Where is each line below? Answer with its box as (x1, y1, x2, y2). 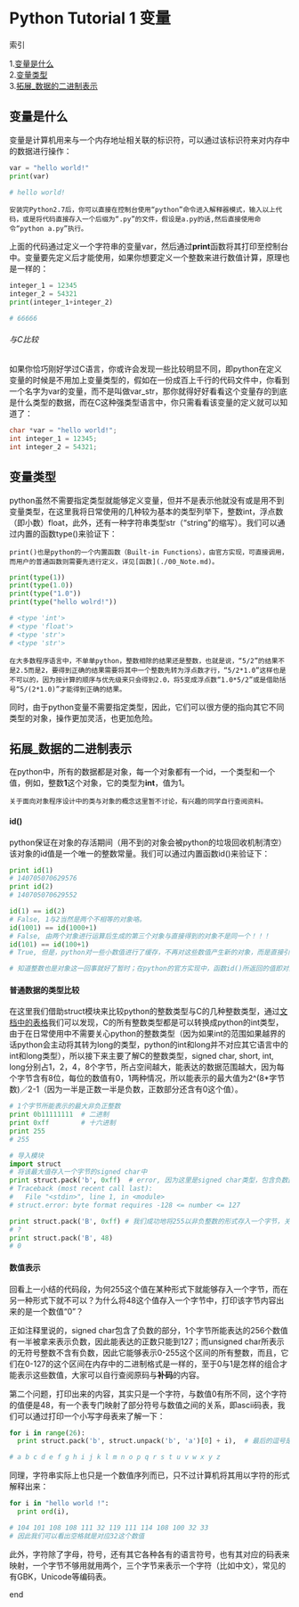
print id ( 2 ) (9, 882, 53, 891)
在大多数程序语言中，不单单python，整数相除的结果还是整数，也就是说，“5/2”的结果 (9, 656, 279, 665)
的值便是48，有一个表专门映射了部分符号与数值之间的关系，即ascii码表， (9, 1399, 278, 1410)
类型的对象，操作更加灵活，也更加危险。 (9, 712, 158, 723)
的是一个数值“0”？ (16, 1306, 85, 1316)
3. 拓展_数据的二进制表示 (9, 80, 98, 91)
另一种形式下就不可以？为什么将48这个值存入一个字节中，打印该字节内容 (9, 1294, 277, 1306)
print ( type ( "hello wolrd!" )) (9, 598, 117, 607)
